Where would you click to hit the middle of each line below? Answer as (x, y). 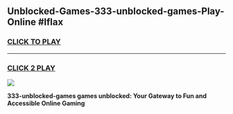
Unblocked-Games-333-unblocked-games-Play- (116, 11)
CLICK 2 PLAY (31, 68)
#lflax (51, 22)
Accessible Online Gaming (46, 103)
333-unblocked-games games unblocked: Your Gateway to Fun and (107, 95)
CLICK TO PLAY (34, 42)
